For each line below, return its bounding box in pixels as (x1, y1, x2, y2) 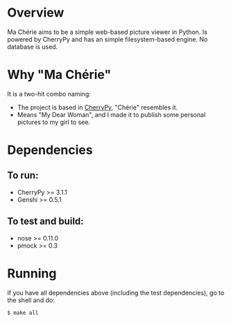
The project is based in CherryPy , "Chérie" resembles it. (17, 103, 178, 112)
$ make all (7, 309, 39, 316)
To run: (7, 170, 39, 182)
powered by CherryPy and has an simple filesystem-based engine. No (7, 35, 208, 43)
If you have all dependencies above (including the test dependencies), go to (7, 288, 225, 297)
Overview (7, 5, 65, 21)
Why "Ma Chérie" (7, 67, 112, 82)
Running (7, 265, 57, 281)
